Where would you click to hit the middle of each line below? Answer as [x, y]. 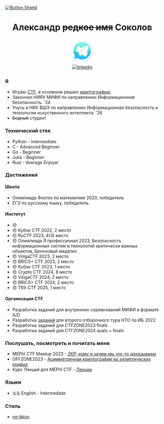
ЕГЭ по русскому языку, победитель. [51, 203]
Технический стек [28, 131]
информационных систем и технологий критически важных [75, 246]
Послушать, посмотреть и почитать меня [58, 343]
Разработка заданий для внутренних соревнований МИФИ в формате [85, 310]
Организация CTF [24, 299]
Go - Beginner [26, 152]
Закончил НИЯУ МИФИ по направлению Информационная [73, 97]
